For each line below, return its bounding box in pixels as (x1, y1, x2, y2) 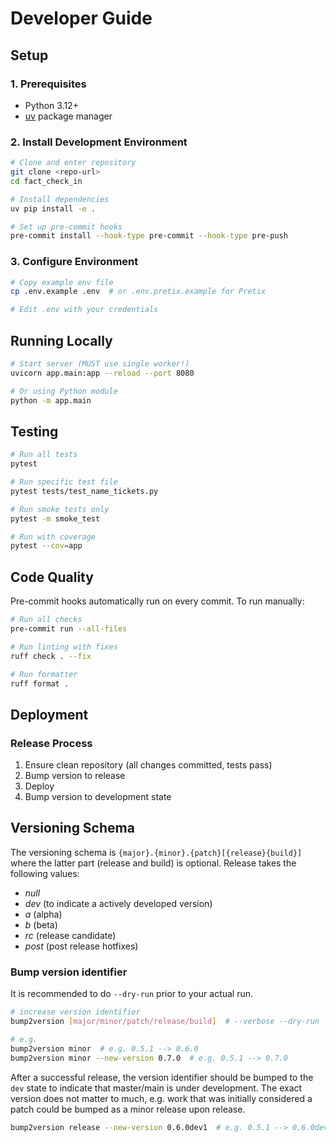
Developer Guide (10, 7, 153, 30)
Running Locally (10, 332, 113, 349)
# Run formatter (10, 669, 78, 679)
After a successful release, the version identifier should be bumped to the (10, 1071, 314, 1083)
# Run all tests (10, 450, 78, 460)
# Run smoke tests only (10, 504, 110, 514)
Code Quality (10, 568, 94, 586)
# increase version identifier (10, 1007, 141, 1017)
